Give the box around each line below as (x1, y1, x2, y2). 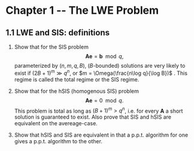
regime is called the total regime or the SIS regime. (14, 75, 140, 83)
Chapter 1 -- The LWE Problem (5, 4, 159, 17)
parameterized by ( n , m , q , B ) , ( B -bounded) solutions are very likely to (14, 62, 186, 69)
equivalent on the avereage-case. (14, 120, 98, 127)
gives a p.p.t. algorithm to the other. (14, 138, 103, 145)
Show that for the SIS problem (14, 43, 89, 50)
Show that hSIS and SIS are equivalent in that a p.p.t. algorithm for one (14, 131, 189, 138)
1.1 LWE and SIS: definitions (5, 28, 110, 38)
